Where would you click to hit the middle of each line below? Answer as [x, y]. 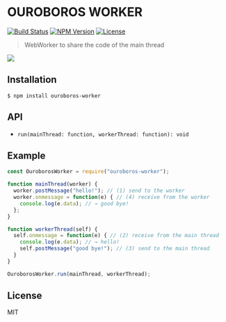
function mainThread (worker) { [53, 184]
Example [26, 155]
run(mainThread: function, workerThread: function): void [103, 134]
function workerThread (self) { [53, 229]
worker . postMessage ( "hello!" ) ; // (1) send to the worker [99, 191]
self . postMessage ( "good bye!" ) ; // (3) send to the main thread [115, 249]
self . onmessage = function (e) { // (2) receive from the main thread [116, 236]
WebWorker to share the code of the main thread [94, 45]
